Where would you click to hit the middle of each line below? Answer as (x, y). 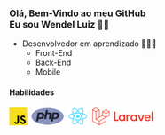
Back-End (53, 63)
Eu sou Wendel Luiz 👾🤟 (59, 24)
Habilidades (32, 92)
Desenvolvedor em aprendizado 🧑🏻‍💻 (89, 44)
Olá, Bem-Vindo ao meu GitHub (78, 13)
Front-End (54, 53)
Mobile (48, 72)
